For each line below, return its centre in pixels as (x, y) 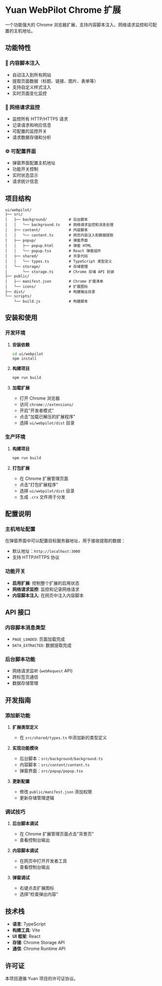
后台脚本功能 (20, 659)
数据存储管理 (25, 683)
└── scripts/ (18, 296)
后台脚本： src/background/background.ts (61, 759)
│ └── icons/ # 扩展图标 (47, 287)
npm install (24, 358)
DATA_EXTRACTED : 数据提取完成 (42, 645)
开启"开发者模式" (37, 411)
